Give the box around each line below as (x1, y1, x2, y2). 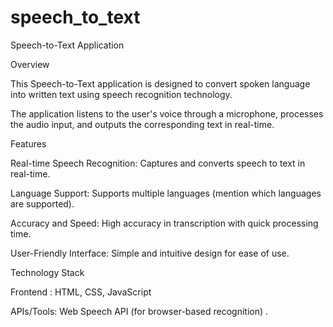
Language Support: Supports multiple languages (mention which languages (10, 187, 322, 199)
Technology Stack (10, 266, 85, 278)
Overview (10, 58, 50, 70)
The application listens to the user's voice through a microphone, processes (10, 107, 324, 120)
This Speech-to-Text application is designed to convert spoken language (10, 77, 311, 90)
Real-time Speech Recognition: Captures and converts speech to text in (10, 157, 306, 169)
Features (10, 137, 47, 150)
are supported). (10, 197, 75, 210)
